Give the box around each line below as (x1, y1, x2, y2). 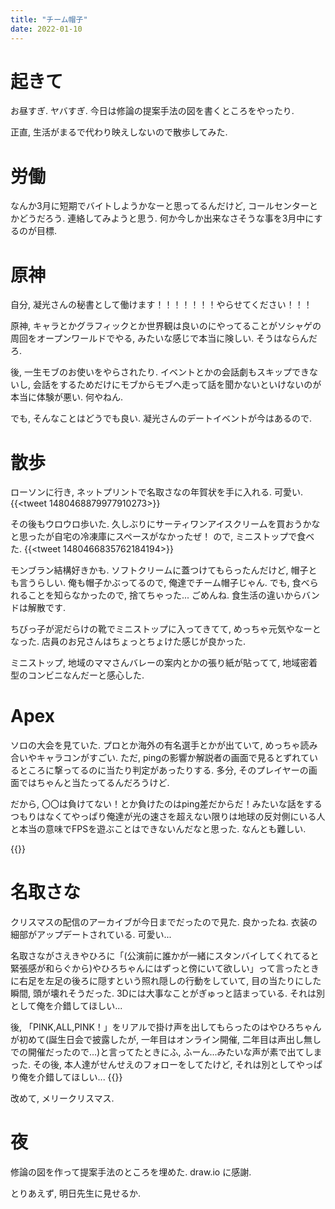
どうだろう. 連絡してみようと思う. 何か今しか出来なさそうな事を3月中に (18, 212, 315, 225)
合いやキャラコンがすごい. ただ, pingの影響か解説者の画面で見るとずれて (10, 752, 310, 764)
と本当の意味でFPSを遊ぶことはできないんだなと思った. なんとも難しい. (10, 823, 307, 835)
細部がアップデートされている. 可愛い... (10, 929, 172, 941)
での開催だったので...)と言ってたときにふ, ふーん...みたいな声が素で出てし (10, 1046, 314, 1058)
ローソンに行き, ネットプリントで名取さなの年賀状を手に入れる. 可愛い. (10, 486, 303, 498)
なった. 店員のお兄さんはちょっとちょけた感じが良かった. (10, 636, 247, 648)
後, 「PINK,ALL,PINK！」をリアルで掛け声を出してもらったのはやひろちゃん (10, 1021, 322, 1033)
